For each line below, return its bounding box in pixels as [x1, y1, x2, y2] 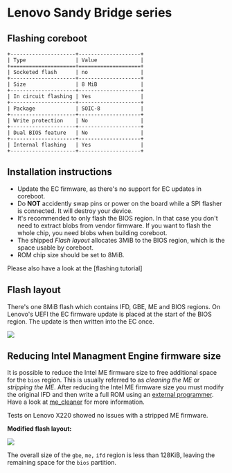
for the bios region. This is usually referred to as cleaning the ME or [7, 375, 200, 384]
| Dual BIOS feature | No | [7, 129, 144, 136]
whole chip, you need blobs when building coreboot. [17, 228, 168, 236]
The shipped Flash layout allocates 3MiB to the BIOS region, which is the [17, 236, 225, 244]
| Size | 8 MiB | [7, 81, 144, 88]
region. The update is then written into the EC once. [7, 317, 154, 326]
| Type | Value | [7, 57, 144, 64]
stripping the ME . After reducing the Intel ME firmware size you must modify [7, 383, 224, 391]
